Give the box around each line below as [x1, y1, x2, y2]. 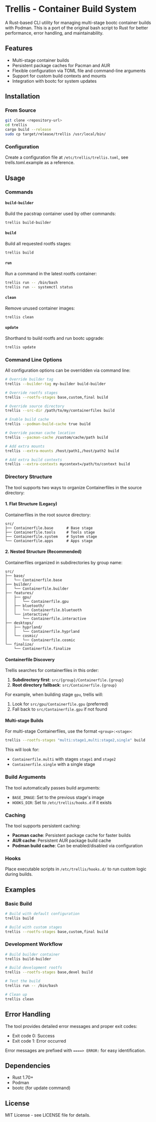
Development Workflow [5, 941, 63, 948]
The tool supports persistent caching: [5, 823, 81, 829]
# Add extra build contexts [5, 457, 63, 462]
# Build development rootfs [5, 965, 63, 970]
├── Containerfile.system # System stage [5, 534, 97, 539]
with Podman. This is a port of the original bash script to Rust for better [5, 24, 148, 30]
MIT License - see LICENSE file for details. [5, 1112, 90, 1118]
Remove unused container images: [5, 305, 75, 311]
